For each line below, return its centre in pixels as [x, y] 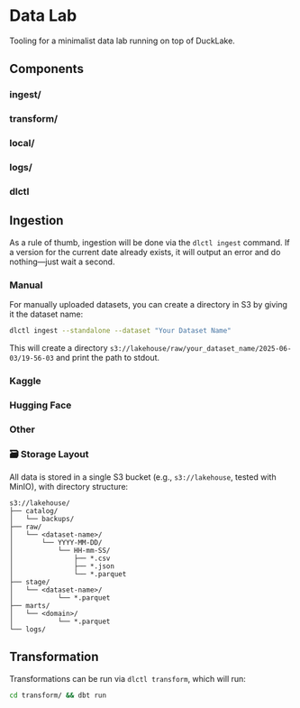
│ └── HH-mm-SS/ [60, 550]
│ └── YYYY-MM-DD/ [56, 542]
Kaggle [26, 381]
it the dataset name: [46, 314]
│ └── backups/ [42, 519]
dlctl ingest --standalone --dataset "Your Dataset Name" [120, 331]
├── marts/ [30, 605]
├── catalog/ [34, 510]
